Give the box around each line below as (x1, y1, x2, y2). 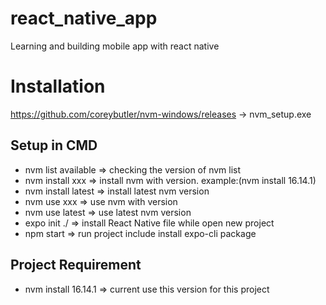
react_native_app (10, 7, 158, 30)
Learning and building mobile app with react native (10, 40, 220, 52)
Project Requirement (10, 257, 142, 274)
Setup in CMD (10, 137, 98, 154)
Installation (10, 75, 106, 98)
